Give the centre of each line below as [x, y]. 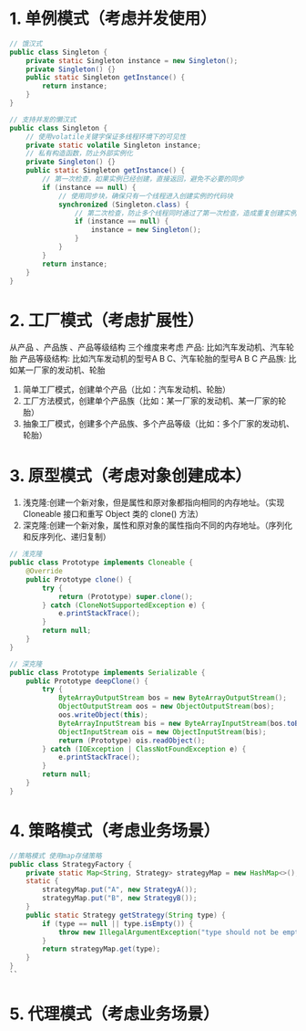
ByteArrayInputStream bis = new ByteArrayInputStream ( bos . [172, 723]
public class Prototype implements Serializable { [107, 672]
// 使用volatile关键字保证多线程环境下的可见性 [106, 137]
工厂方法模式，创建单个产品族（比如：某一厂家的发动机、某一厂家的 [150, 401]
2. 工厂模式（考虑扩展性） [107, 320]
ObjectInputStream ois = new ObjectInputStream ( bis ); [162, 731]
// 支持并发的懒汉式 [43, 120]
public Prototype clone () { [79, 579]
